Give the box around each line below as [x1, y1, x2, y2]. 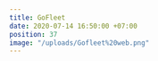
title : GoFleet [9, 13, 66, 22]
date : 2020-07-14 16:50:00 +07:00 [9, 22, 138, 30]
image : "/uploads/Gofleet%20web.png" [9, 38, 150, 48]
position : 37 [9, 30, 58, 39]
